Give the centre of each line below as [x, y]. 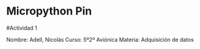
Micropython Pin [49, 11]
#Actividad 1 [22, 28]
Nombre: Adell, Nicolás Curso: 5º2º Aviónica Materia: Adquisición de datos [100, 39]
